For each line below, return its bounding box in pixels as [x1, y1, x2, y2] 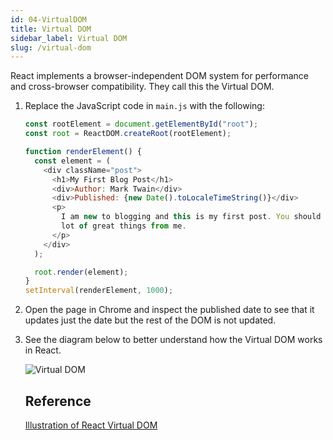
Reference [24, 392, 92, 410]
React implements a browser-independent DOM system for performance [10, 70, 310, 82]
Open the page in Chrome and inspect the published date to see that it [24, 304, 315, 316]
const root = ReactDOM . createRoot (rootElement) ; [24, 129, 232, 139]
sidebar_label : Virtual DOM [10, 33, 128, 43]
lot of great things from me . [61, 221, 187, 231]
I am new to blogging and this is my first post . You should [61, 212, 322, 222]
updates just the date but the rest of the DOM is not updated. [24, 314, 277, 326]
